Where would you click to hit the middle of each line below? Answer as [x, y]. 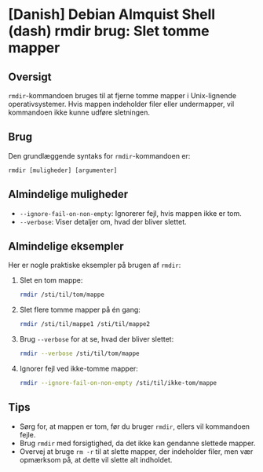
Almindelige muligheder [68, 194]
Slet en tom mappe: [51, 280]
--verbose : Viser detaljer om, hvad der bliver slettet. [103, 221]
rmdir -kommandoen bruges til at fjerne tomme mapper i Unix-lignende [122, 95]
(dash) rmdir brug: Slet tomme [109, 31]
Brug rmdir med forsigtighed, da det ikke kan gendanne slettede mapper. [137, 443]
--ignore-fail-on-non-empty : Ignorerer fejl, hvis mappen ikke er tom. [130, 213]
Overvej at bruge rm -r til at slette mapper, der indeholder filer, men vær [136, 451]
